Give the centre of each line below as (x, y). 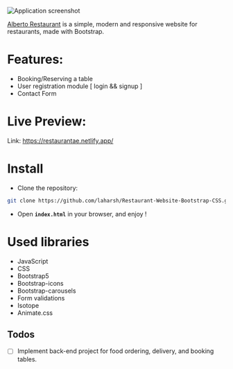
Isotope (28, 305)
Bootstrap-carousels (46, 291)
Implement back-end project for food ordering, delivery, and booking (115, 351)
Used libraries (48, 242)
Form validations (41, 298)
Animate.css (35, 313)
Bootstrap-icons (40, 283)
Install (25, 169)
